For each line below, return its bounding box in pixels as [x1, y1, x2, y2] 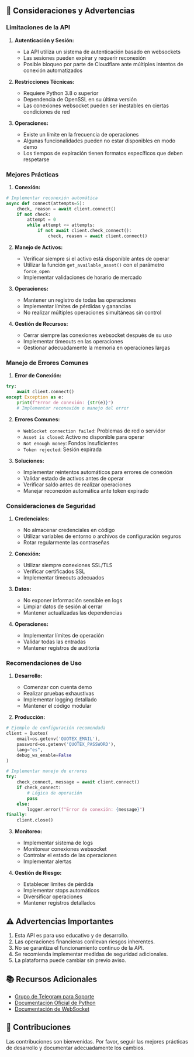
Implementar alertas [23, 858, 72, 865]
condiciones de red [23, 108, 70, 115]
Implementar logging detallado [23, 696, 98, 703]
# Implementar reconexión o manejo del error [16, 405, 130, 411]
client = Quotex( [6, 731, 49, 737]
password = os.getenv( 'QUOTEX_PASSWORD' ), [16, 741, 116, 747]
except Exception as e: [6, 394, 64, 400]
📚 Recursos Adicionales [6, 974, 98, 984]
